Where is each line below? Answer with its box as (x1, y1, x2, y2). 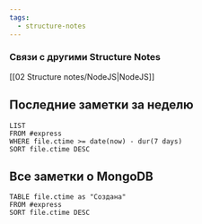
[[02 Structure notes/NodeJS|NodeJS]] (9, 71, 155, 82)
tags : (9, 13, 30, 22)
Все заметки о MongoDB (9, 169, 154, 184)
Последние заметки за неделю (9, 98, 194, 113)
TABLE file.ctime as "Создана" (9, 193, 127, 202)
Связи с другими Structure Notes (9, 51, 162, 64)
